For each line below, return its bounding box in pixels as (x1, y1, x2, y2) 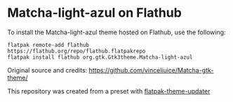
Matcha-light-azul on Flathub (7, 5, 182, 21)
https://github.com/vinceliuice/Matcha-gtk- (88, 66, 214, 74)
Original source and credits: (7, 66, 88, 74)
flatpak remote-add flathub (7, 41, 90, 48)
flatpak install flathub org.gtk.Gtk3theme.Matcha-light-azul (7, 54, 193, 61)
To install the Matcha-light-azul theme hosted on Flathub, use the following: (7, 28, 226, 36)
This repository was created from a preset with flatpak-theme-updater (7, 87, 211, 95)
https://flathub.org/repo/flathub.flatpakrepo (7, 48, 146, 54)
